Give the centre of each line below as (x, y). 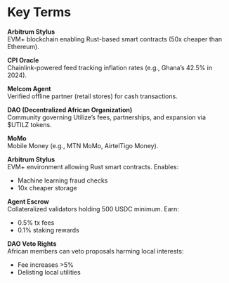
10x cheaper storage (47, 187)
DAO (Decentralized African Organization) (70, 110)
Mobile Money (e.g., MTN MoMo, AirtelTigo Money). (83, 145)
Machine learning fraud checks (63, 180)
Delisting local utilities (49, 272)
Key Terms (39, 12)
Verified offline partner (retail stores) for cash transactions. (92, 96)
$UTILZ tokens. (30, 124)
